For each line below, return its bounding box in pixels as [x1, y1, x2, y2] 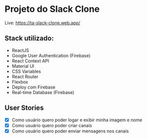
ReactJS [11, 47, 29, 53]
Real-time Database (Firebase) [11, 89, 75, 95]
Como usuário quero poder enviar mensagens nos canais [11, 128, 129, 134]
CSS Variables [11, 68, 41, 74]
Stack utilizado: [4, 34, 54, 43]
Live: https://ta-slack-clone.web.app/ [4, 20, 80, 26]
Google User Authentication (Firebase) [11, 52, 91, 58]
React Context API [11, 58, 49, 64]
